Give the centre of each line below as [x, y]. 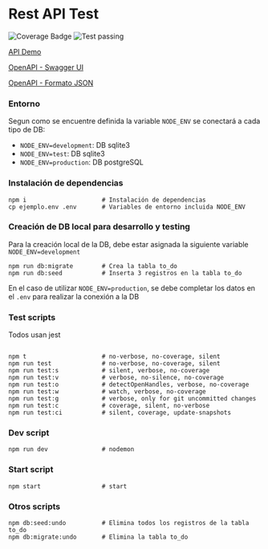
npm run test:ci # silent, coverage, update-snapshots [120, 413]
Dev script [29, 433]
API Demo [25, 51]
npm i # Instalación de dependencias [107, 200]
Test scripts [32, 317]
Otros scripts [35, 506]
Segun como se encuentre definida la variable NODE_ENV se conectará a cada [134, 121]
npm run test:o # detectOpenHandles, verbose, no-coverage [129, 385]
